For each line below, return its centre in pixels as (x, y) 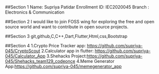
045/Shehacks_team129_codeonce (40, 61)
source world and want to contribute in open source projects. (67, 27)
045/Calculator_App (25, 56)
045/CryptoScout (23, 51)
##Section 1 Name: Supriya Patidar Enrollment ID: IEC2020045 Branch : (77, 7)
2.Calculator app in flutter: (68, 51)
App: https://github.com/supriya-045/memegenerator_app (63, 66)
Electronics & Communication (35, 12)
